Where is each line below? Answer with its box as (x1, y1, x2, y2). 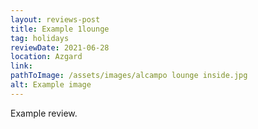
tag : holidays (10, 33, 70, 43)
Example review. (10, 107, 78, 119)
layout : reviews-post (10, 14, 101, 25)
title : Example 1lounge (10, 24, 110, 34)
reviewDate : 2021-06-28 (10, 42, 110, 53)
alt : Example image (10, 80, 92, 90)
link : (10, 61, 33, 71)
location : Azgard (10, 52, 83, 62)
